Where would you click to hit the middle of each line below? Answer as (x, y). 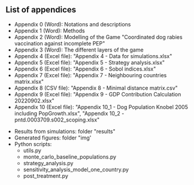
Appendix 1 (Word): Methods (49, 31)
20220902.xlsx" (34, 101)
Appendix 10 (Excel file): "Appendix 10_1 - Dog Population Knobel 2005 (101, 107)
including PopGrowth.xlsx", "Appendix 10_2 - (69, 113)
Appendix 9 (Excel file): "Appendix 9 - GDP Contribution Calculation (98, 94)
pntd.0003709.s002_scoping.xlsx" (57, 120)
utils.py (32, 150)
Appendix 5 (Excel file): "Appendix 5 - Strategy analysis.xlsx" (90, 62)
